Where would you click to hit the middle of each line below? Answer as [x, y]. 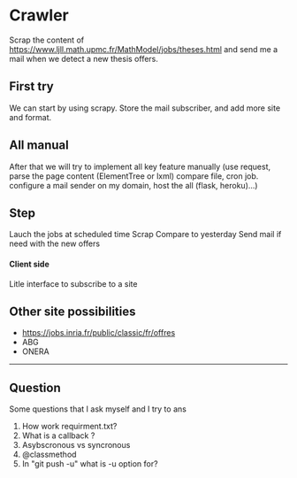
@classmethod [49, 455]
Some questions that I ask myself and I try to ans [98, 409]
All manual [39, 146]
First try [32, 86]
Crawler [39, 15]
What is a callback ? [58, 436]
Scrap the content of [47, 40]
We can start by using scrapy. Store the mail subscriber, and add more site [145, 108]
